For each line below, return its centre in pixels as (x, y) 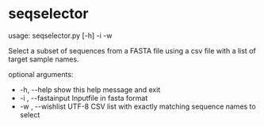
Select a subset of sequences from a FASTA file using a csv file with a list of (132, 50)
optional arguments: (41, 74)
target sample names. (44, 59)
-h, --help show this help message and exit (90, 89)
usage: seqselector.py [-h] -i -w (60, 35)
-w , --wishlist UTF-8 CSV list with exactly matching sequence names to (138, 106)
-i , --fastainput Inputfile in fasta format (84, 98)
